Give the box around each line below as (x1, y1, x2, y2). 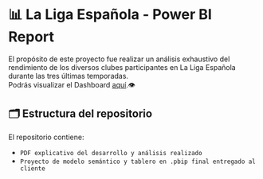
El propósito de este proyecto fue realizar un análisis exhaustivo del (8, 54, 230, 64)
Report (8, 28, 54, 46)
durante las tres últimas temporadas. (8, 71, 129, 80)
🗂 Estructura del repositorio (8, 107, 153, 121)
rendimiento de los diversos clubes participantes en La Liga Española (8, 62, 237, 72)
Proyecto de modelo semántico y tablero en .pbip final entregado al (19, 158, 257, 165)
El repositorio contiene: (8, 132, 84, 142)
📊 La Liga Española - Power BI (8, 6, 213, 24)
